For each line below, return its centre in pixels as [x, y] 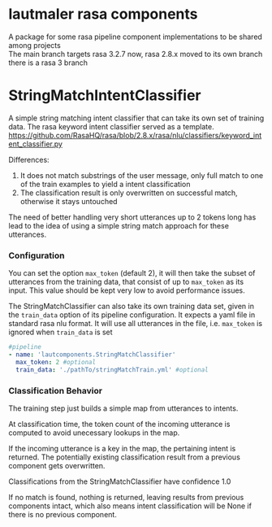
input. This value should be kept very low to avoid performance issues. [127, 290]
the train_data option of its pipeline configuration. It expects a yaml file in [132, 315]
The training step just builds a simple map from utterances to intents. [123, 408]
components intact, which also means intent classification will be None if [130, 506]
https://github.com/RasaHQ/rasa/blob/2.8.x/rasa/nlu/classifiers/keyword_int [135, 135]
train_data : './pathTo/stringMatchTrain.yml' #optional [112, 370]
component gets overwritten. [57, 465]
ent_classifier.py [36, 144]
